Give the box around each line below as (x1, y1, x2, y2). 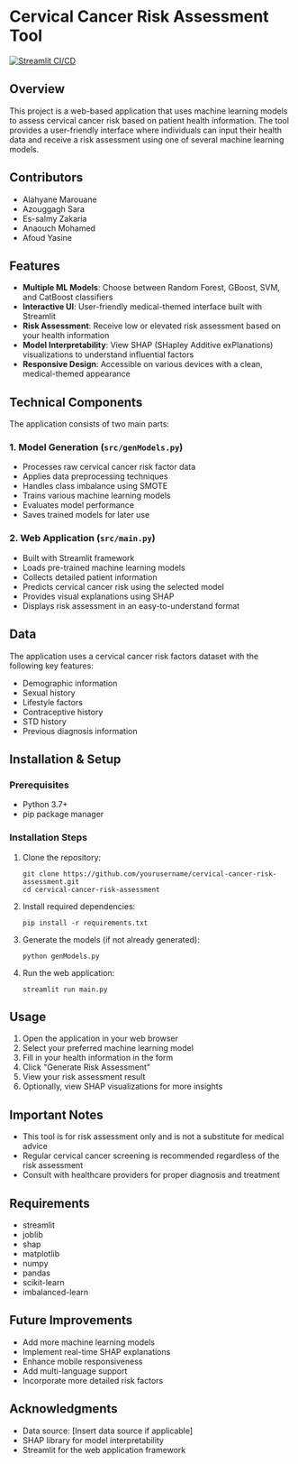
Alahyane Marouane (22, 194, 97, 205)
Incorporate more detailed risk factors (22, 1375, 164, 1386)
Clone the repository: (22, 852, 102, 862)
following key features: (9, 660, 95, 671)
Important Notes (9, 1107, 104, 1122)
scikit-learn (22, 1277, 65, 1288)
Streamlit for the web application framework (22, 1444, 186, 1455)
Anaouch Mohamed (22, 223, 96, 234)
